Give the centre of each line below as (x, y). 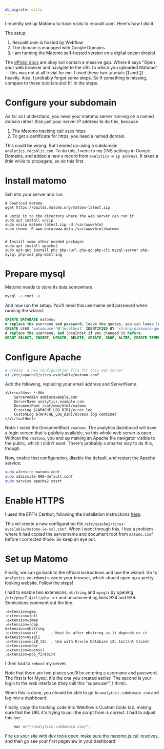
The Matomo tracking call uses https (49, 131)
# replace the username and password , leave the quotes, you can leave (79, 324)
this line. (13, 717)
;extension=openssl (25, 650)
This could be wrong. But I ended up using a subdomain (61, 145)
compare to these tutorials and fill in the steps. (52, 83)
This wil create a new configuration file (44, 524)
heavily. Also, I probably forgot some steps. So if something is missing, (76, 78)
